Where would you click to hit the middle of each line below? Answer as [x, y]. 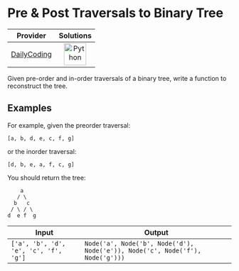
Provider [31, 35]
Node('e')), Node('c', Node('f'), [143, 250]
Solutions [75, 35]
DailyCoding [31, 54]
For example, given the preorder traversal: [69, 125]
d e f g [22, 215]
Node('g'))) [105, 258]
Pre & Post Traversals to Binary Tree [116, 13]
